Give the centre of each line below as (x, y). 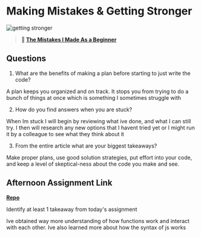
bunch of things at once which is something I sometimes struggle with (94, 97)
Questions (26, 59)
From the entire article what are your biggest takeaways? (86, 146)
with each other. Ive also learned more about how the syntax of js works (96, 227)
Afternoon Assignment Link (59, 183)
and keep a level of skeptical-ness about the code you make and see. (93, 164)
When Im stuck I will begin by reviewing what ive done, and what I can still (99, 121)
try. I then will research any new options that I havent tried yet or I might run (100, 128)
